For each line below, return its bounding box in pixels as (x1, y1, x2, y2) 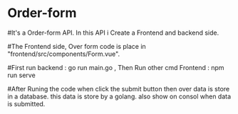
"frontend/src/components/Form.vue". (7, 50, 120, 58)
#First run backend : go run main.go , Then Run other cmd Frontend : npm (7, 63, 224, 72)
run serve (7, 71, 36, 79)
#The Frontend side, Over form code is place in (7, 42, 146, 50)
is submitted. (7, 99, 46, 108)
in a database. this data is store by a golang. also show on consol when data (7, 92, 232, 101)
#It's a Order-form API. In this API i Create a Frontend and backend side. (7, 28, 219, 37)
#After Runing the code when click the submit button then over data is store (7, 84, 230, 93)
